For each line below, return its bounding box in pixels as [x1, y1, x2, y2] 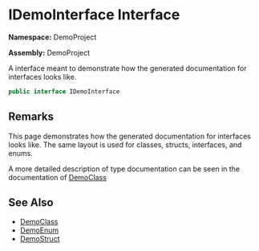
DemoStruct [19, 234, 60, 244]
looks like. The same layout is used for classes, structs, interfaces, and [8, 139, 242, 150]
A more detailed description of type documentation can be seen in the [8, 163, 241, 174]
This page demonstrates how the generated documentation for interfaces [8, 131, 251, 141]
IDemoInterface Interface [8, 6, 180, 24]
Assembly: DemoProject [8, 47, 91, 57]
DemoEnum [19, 225, 59, 235]
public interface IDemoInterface [8, 87, 120, 96]
